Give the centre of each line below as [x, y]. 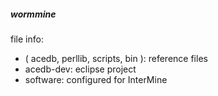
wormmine [33, 14]
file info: [27, 39]
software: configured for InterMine [96, 79]
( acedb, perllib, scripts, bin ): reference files [116, 58]
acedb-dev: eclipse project [80, 69]
